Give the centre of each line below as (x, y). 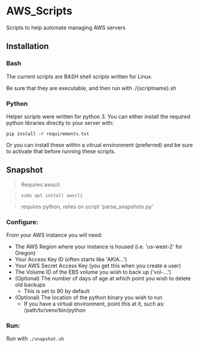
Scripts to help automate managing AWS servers (66, 28)
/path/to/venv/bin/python (55, 310)
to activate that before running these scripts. (61, 151)
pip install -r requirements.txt (48, 134)
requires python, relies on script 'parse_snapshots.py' (87, 206)
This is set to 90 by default (56, 291)
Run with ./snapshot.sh (35, 338)
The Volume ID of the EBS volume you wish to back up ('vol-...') (93, 272)
